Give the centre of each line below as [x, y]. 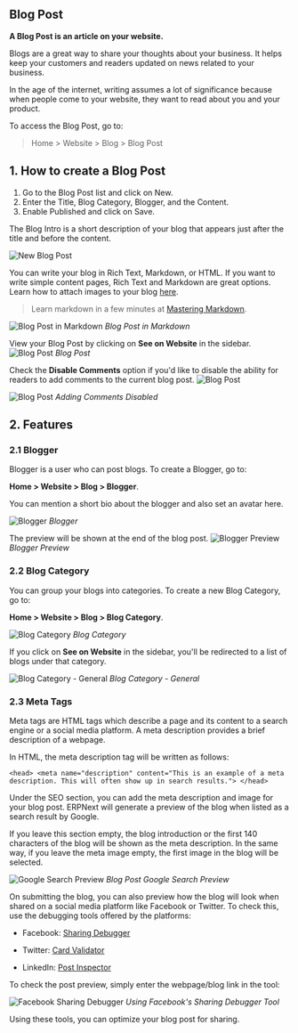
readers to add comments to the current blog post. [102, 379]
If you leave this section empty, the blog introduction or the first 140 [133, 834]
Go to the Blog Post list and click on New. [97, 192]
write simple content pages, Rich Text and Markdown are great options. [140, 282]
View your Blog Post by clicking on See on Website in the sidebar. [130, 343]
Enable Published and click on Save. [89, 211]
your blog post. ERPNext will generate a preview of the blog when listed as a [149, 807]
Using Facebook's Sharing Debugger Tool [203, 1002]
